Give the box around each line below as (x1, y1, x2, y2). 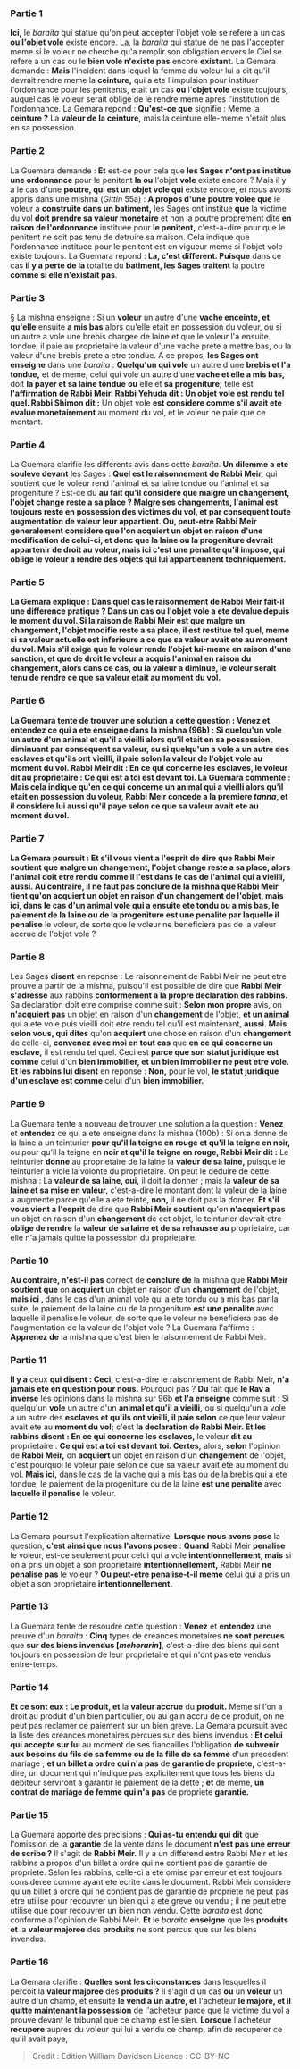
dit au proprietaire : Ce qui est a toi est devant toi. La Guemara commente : (10, 772, 291, 783)
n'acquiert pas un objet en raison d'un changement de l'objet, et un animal (10, 1009, 290, 1020)
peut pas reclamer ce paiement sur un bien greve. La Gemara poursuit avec (10, 1721, 288, 1731)
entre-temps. (10, 1658, 59, 1669)
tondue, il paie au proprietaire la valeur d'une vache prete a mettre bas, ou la (10, 340, 292, 351)
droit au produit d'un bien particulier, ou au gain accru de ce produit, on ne (10, 1711, 285, 1721)
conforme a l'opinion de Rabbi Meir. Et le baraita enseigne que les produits (10, 1914, 288, 1925)
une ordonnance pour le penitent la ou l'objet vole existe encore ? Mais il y (10, 174, 287, 185)
